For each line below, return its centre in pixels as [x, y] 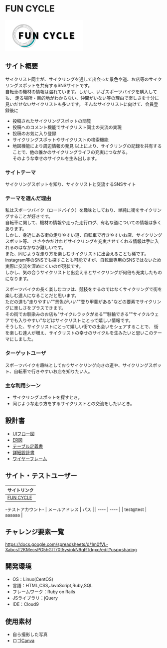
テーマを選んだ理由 [28, 198]
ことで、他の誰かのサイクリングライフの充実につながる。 [71, 152]
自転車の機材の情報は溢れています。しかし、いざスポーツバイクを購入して [81, 91]
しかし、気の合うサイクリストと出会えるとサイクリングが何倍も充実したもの [84, 273]
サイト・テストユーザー [41, 476]
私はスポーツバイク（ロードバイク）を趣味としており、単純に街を [73, 210]
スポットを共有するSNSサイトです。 [55, 85]
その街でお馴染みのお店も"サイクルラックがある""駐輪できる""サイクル [78, 314]
